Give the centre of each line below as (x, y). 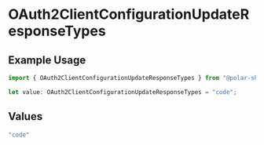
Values (26, 116)
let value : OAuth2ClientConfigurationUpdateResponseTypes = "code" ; (123, 92)
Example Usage (47, 60)
